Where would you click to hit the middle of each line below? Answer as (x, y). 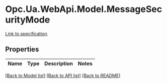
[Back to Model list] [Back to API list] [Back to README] (63, 75)
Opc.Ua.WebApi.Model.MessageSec (84, 9)
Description (59, 63)
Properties (22, 49)
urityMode (28, 20)
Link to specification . (27, 33)
